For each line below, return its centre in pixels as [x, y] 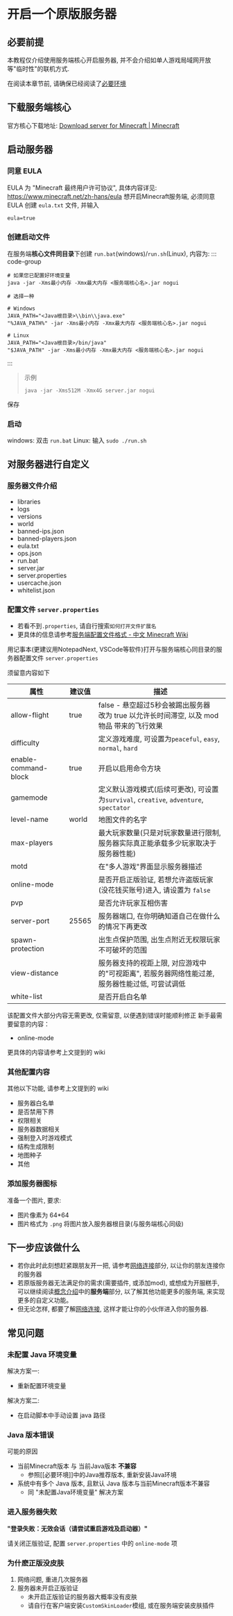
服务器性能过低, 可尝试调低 [142, 984]
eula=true [21, 218]
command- [29, 768]
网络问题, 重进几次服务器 [52, 1579]
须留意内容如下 [28, 673]
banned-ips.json [41, 531]
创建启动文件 [29, 237]
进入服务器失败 [32, 1512]
